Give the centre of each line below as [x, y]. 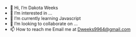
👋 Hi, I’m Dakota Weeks [34, 8]
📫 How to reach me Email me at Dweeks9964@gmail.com [70, 29]
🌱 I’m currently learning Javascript [45, 18]
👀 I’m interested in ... [31, 13]
